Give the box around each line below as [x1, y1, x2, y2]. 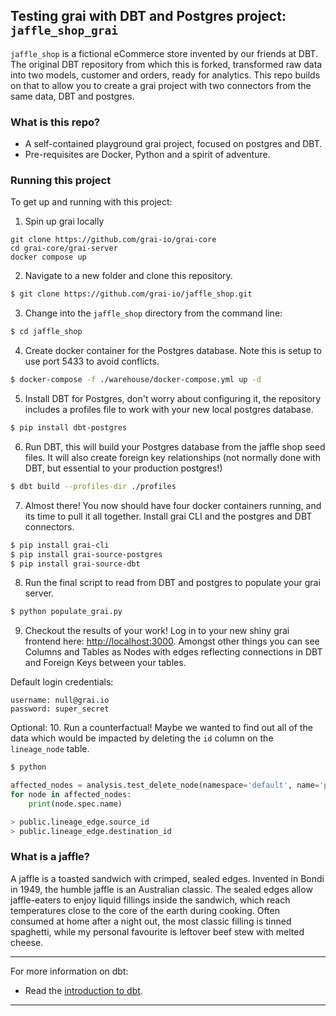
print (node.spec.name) [28, 799, 123, 809]
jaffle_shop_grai [10, 24, 118, 38]
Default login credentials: [10, 676, 114, 688]
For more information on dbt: [10, 965, 129, 977]
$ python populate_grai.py [10, 607, 123, 617]
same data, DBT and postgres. [10, 90, 135, 102]
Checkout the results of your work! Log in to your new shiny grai [24, 625, 290, 637]
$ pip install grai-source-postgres [10, 549, 163, 559]
